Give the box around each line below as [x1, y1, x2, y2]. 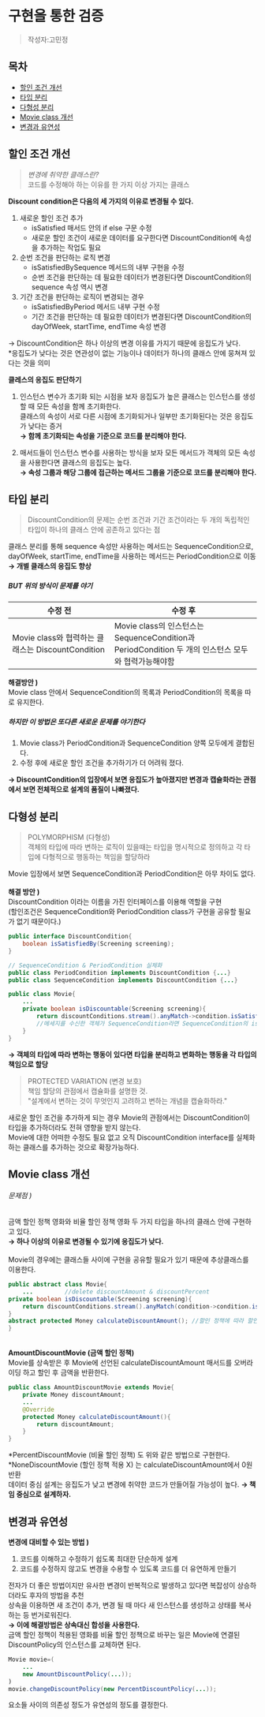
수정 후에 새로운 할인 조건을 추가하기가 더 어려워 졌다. [19, 758, 184, 767]
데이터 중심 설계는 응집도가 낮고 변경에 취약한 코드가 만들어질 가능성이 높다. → [8, 1480, 248, 1489]
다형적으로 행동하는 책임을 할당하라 [42, 853, 151, 862]
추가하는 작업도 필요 [39, 242, 102, 252]
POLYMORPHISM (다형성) [27, 833, 110, 842]
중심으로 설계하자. [16, 1490, 72, 1499]
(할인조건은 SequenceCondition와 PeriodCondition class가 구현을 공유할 [8, 907, 237, 916]
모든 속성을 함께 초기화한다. [36, 401, 121, 411]
